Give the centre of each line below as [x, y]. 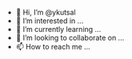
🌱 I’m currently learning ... [58, 29]
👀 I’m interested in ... [50, 21]
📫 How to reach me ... [53, 47]
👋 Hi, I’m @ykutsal [46, 12]
